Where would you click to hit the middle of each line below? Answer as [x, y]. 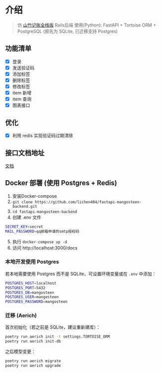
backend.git [25, 206]
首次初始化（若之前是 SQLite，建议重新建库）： [53, 327]
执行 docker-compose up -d [40, 241]
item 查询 [22, 99]
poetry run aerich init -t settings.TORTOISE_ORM [58, 337]
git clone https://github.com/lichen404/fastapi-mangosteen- [77, 202]
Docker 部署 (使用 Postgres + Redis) [61, 183]
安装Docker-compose [35, 196]
